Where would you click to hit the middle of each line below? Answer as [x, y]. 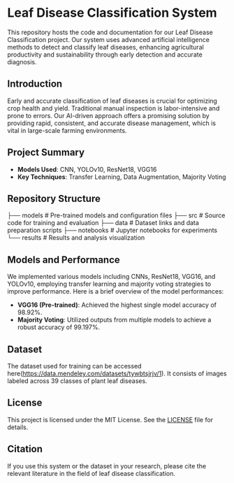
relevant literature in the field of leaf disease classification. [92, 473]
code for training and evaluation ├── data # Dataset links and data [103, 223]
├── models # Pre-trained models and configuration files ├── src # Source [116, 215]
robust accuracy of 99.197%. [58, 327]
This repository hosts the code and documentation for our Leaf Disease [110, 32]
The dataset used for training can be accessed [74, 366]
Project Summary [46, 153]
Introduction [35, 84]
